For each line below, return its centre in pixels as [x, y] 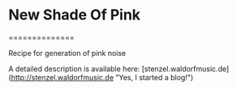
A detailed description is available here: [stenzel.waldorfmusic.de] [119, 69]
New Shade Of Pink [74, 15]
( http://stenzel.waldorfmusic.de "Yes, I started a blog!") [101, 77]
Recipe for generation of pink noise [67, 53]
